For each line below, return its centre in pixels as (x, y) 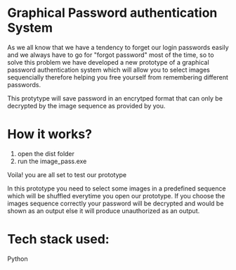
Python (18, 259)
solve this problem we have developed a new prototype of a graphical (108, 62)
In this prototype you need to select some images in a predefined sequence (117, 188)
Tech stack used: (59, 239)
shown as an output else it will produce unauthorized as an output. (104, 211)
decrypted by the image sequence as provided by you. (86, 105)
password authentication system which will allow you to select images (109, 70)
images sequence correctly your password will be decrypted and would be (116, 203)
